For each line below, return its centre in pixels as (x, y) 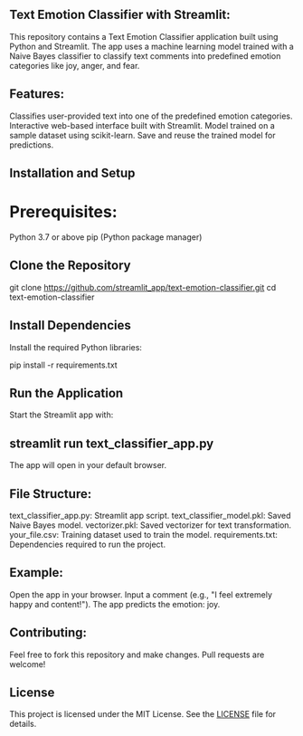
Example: (36, 573)
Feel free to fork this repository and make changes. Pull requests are (137, 655)
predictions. (32, 145)
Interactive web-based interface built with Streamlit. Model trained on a (142, 125)
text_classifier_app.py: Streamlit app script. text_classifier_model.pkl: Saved (150, 516)
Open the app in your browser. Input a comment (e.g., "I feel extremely (141, 594)
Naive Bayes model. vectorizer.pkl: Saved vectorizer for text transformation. (151, 525)
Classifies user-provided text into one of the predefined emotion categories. (151, 116)
